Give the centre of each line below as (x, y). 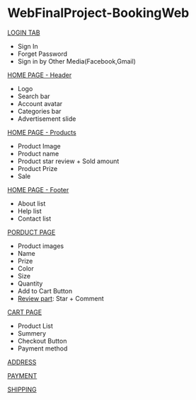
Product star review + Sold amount (68, 161)
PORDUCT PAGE (31, 232)
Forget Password (42, 54)
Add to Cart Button (45, 290)
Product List (35, 326)
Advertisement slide (47, 119)
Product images (41, 246)
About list (31, 204)
